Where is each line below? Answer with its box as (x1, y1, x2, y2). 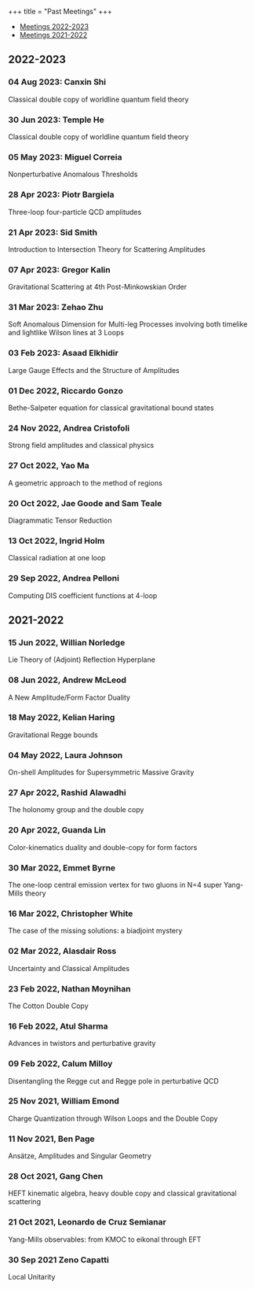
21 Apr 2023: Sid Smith (8, 227, 98, 238)
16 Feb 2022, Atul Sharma (8, 1021, 108, 1032)
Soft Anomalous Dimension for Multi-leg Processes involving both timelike (8, 319, 248, 329)
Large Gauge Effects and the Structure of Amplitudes (8, 365, 180, 375)
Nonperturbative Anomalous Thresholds (8, 169, 138, 179)
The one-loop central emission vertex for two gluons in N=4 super (8, 881, 222, 890)
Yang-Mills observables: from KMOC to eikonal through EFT (8, 1235, 202, 1244)
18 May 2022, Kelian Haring (8, 712, 115, 723)
